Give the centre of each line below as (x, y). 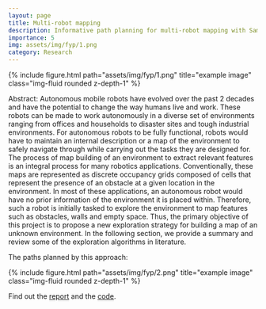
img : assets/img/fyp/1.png (53, 45)
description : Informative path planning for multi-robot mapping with (127, 30)
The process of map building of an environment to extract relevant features (131, 158)
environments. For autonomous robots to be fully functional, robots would (128, 132)
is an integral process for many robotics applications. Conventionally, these (131, 166)
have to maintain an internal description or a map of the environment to (124, 141)
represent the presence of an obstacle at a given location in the (112, 183)
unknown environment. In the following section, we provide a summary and (131, 233)
